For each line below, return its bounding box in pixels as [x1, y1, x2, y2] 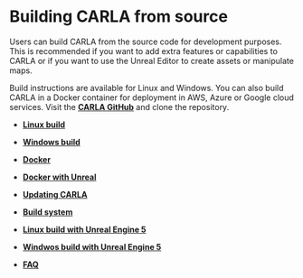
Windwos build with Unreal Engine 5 [22, 241, 162, 252]
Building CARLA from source [9, 6, 229, 27]
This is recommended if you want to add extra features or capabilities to [9, 45, 279, 56]
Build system [22, 206, 73, 218]
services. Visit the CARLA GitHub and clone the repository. [9, 101, 230, 112]
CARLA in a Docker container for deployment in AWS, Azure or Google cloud [9, 92, 294, 103]
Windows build [22, 136, 81, 147]
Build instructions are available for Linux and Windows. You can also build [9, 82, 284, 93]
